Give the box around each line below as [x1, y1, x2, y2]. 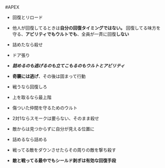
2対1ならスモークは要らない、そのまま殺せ [12, 115, 100, 121]
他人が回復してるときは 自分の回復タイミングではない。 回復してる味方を [12, 25, 161, 31]
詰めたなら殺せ [12, 42, 43, 48]
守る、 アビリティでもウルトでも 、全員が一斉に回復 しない [12, 31, 129, 37]
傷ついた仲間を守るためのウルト [12, 105, 78, 111]
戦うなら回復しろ [12, 84, 47, 90]
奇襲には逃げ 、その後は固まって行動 [12, 73, 86, 79]
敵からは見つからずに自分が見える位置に [12, 126, 95, 132]
